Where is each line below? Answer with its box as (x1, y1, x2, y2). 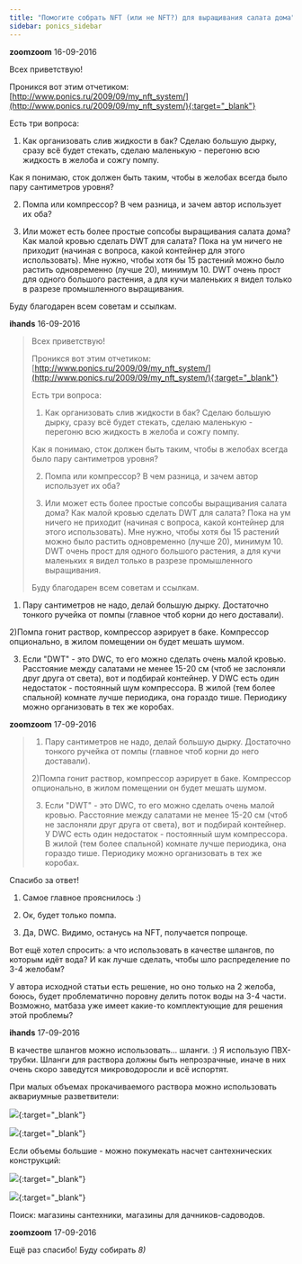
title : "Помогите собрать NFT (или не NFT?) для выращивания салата (9, 13, 271, 23)
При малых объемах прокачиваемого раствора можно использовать (9, 1081, 277, 1092)
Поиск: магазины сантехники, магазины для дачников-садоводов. (9, 1209, 265, 1220)
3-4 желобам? (9, 963, 65, 974)
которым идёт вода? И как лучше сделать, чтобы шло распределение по (9, 953, 290, 964)
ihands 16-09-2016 (9, 318, 81, 329)
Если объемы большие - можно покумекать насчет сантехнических (9, 1145, 272, 1156)
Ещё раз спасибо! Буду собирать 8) (9, 1244, 147, 1255)
